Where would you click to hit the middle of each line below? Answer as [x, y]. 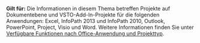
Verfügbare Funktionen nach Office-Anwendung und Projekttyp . [85, 34]
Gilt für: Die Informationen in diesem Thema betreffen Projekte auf [88, 9]
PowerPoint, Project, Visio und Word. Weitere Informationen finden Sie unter [100, 27]
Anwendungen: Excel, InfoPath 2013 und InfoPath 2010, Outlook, [86, 21]
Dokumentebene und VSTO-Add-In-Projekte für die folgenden [83, 15]
